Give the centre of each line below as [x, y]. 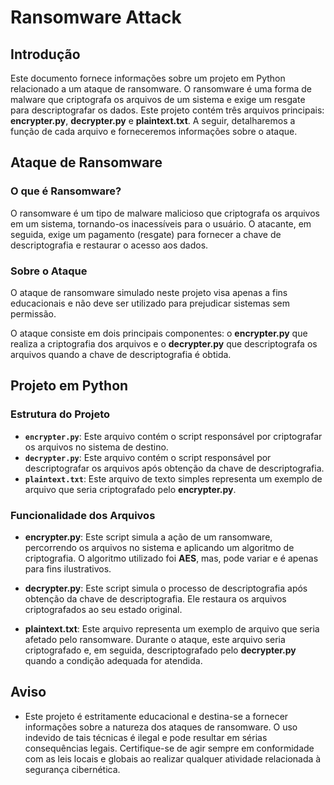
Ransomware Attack [96, 17]
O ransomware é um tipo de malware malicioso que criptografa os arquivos [165, 213]
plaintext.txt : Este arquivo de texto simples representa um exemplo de [173, 478]
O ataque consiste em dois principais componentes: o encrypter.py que [159, 333]
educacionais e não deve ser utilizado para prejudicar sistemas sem [150, 303]
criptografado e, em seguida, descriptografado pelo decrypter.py [160, 650]
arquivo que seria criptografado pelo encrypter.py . [130, 489]
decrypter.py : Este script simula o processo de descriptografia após [166, 588]
